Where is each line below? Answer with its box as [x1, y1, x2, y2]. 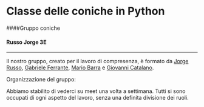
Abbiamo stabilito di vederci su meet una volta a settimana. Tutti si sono [6, 88, 186, 95]
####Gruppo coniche [6, 24, 61, 32]
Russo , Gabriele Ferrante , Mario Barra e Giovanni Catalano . [6, 64, 154, 71]
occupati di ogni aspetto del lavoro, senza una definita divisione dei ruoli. [6, 94, 189, 102]
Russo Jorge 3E [6, 38, 47, 46]
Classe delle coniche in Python [6, 4, 165, 18]
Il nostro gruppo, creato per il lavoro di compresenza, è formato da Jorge [6, 58, 189, 65]
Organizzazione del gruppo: [6, 76, 76, 83]
